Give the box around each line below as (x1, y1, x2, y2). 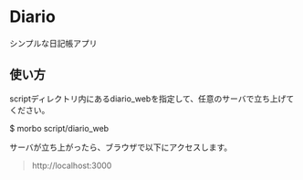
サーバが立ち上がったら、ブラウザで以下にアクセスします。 (9, 142, 233, 153)
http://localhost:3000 (31, 160, 112, 171)
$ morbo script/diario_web (9, 122, 110, 133)
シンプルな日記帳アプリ (9, 37, 98, 48)
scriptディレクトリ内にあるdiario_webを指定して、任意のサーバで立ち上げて (9, 93, 295, 104)
